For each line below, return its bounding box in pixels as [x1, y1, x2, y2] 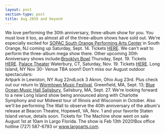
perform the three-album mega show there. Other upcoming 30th [5, 51, 138, 56]
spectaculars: [5, 72, 33, 78]
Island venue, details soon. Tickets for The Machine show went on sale [5, 113, 149, 119]
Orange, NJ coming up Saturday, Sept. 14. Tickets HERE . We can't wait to [5, 45, 154, 52]
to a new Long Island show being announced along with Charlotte [5, 92, 138, 98]
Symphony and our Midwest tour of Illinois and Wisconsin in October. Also [5, 98, 156, 104]
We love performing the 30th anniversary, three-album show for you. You [5, 30, 154, 36]
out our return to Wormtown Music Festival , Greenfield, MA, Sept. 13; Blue [5, 82, 155, 88]
